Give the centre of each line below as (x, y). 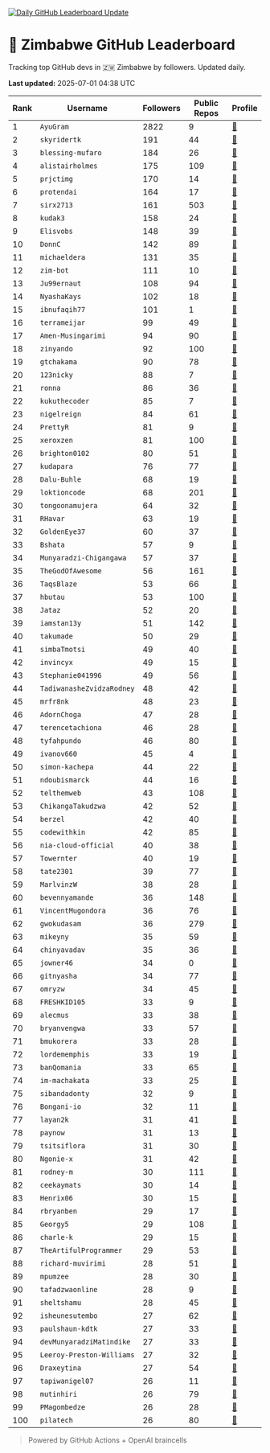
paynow (53, 1133)
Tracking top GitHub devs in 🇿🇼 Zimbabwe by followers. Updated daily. (127, 67)
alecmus (55, 1015)
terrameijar (63, 322)
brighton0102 (65, 453)
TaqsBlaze (59, 584)
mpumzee (55, 1276)
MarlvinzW (59, 884)
